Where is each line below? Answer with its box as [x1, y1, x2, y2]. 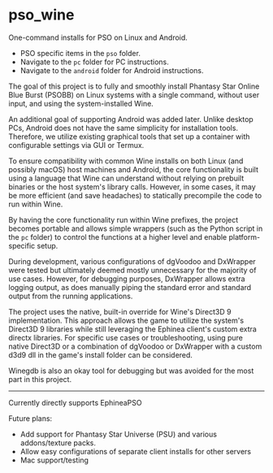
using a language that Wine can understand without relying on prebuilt [8, 173, 245, 183]
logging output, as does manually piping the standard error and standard [8, 282, 252, 292]
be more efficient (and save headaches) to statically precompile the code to [8, 190, 262, 200]
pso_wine [8, 6, 75, 24]
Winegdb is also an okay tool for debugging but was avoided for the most [8, 366, 254, 375]
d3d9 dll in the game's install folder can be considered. [8, 349, 193, 359]
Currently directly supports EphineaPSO [8, 397, 142, 407]
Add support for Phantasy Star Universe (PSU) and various [19, 429, 218, 439]
